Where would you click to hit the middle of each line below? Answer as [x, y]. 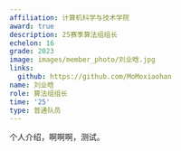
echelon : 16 [32, 43]
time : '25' [30, 102]
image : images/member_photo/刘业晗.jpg [82, 60]
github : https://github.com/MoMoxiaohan [95, 77]
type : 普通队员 [35, 110]
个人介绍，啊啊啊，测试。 [57, 137]
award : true [32, 26]
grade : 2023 [32, 52]
